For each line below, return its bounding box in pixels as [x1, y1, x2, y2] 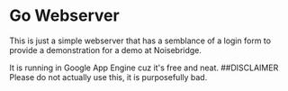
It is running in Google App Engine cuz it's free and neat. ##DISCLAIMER [9, 62, 279, 73]
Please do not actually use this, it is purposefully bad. [9, 71, 208, 82]
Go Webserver [9, 5, 120, 26]
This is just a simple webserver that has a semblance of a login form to [9, 35, 272, 46]
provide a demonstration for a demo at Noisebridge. [9, 44, 202, 55]
